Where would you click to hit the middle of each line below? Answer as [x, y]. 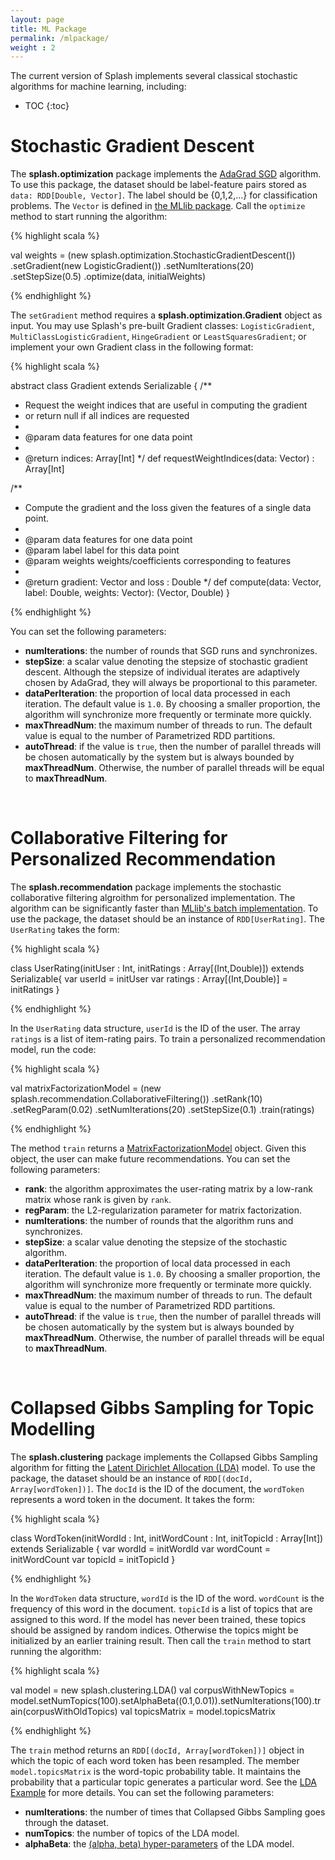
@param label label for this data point [102, 550]
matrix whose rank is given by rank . [98, 1200]
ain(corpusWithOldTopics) [64, 1712]
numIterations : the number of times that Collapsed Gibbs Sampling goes [175, 1812]
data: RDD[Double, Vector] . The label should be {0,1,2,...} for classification [164, 195]
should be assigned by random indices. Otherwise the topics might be [154, 1630]
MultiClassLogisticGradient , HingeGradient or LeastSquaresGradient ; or [158, 337]
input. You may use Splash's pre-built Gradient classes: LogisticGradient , [162, 326]
